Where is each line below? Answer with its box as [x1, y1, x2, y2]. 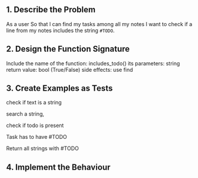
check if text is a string [6, 99, 62, 106]
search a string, [6, 110, 44, 117]
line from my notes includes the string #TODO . [6, 27, 115, 34]
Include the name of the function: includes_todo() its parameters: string [6, 59, 180, 67]
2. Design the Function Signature [6, 44, 130, 54]
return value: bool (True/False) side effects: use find [6, 66, 133, 73]
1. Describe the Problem [6, 5, 96, 15]
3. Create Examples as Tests [6, 83, 113, 94]
